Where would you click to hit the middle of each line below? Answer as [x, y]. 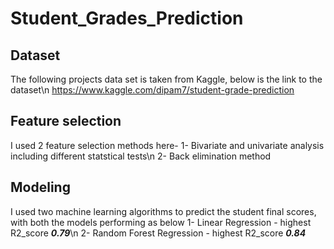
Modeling [40, 187]
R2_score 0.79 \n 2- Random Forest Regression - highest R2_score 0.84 [158, 233]
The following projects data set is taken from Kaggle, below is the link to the [166, 79]
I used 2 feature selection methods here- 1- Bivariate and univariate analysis [167, 145]
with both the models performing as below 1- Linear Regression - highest [161, 222]
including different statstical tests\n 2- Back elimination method [141, 156]
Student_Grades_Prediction [127, 18]
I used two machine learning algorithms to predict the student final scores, [163, 211]
